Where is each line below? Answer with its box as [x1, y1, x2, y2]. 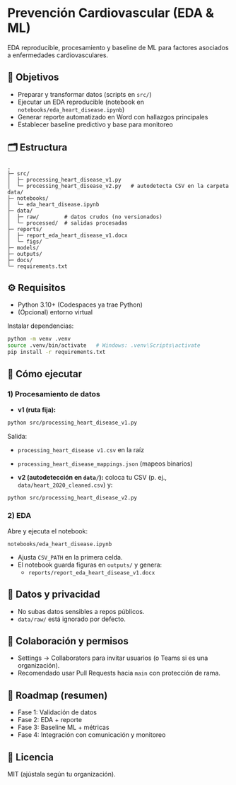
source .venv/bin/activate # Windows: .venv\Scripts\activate [7, 342, 201, 349]
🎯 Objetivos [7, 71, 59, 83]
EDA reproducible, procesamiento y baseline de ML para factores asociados [7, 43, 229, 52]
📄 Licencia [7, 751, 54, 763]
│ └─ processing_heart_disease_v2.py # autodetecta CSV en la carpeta [7, 182, 230, 189]
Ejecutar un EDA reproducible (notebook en [17, 98, 145, 106]
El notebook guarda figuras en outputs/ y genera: [17, 560, 163, 569]
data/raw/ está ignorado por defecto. [17, 615, 126, 623]
